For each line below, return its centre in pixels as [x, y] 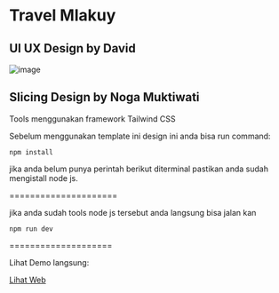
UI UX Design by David [72, 48]
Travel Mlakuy [63, 16]
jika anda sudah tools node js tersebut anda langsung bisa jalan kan [133, 212]
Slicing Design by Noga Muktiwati [104, 97]
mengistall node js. [44, 178]
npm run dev [31, 229]
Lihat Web [28, 280]
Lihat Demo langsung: [49, 262]
